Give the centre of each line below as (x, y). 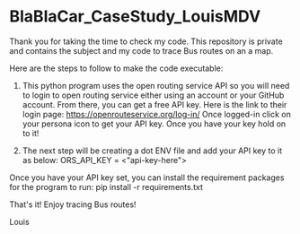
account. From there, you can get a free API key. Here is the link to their (154, 104)
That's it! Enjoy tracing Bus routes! (73, 204)
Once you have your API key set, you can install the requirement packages (147, 178)
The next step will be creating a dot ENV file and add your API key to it (152, 151)
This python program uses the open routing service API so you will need (156, 85)
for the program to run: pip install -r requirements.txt (106, 186)
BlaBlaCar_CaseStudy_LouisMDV (135, 17)
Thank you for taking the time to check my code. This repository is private (146, 41)
